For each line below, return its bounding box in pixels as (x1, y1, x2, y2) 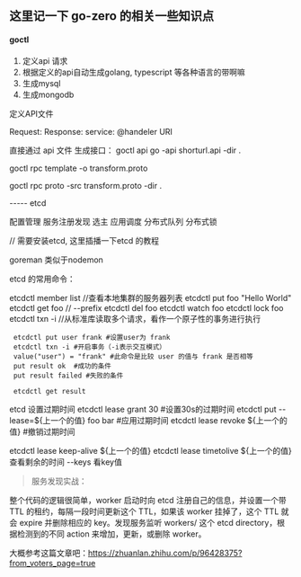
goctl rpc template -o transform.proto (9, 163, 148, 173)
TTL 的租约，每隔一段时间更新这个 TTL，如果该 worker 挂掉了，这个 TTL (9, 506, 279, 517)
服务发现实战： (31, 475, 87, 486)
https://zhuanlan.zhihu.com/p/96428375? (88, 547, 243, 558)
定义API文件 (9, 108, 54, 119)
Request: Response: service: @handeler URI (9, 126, 173, 137)
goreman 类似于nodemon (9, 254, 103, 265)
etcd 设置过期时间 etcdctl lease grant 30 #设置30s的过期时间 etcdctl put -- (9, 404, 287, 414)
